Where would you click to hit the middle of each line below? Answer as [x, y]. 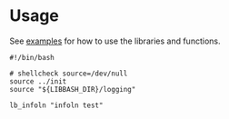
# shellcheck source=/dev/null [69, 74]
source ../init [38, 81]
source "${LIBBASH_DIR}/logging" [73, 89]
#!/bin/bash [32, 57]
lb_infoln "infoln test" [56, 105]
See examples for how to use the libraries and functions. [115, 41]
